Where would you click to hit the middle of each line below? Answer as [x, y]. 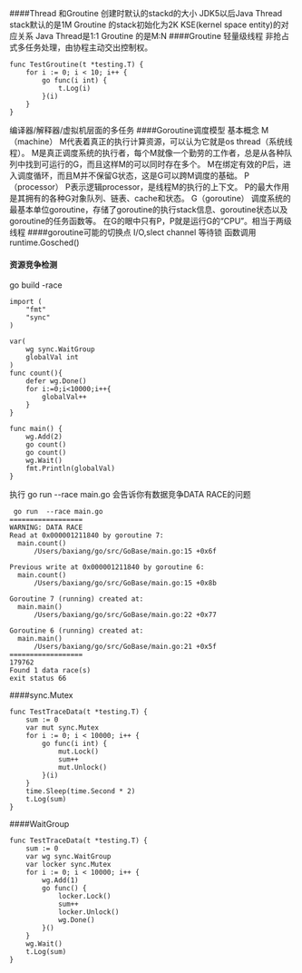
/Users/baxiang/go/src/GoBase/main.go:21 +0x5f [125, 647]
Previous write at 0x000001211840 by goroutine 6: [107, 567]
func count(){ [36, 373]
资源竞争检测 [33, 264]
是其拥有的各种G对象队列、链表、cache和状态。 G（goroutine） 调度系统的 [151, 198]
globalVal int [52, 358]
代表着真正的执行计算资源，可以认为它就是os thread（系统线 [180, 142]
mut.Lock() [78, 752]
